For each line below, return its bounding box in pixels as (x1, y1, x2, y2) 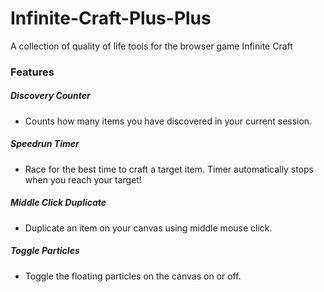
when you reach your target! (24, 173, 142, 186)
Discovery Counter (10, 90, 91, 102)
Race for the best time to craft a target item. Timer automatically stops (24, 163, 314, 175)
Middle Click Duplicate (10, 197, 107, 209)
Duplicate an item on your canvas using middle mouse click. (24, 222, 273, 234)
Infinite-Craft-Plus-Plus (10, 7, 212, 30)
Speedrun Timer (10, 138, 80, 150)
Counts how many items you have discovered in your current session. (24, 115, 313, 127)
